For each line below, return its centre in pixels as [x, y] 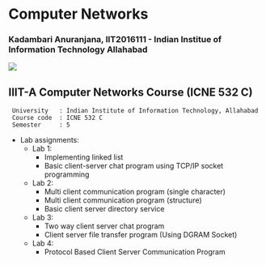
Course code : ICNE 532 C [57, 118]
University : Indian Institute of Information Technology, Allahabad [135, 111]
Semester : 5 [41, 125]
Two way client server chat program [104, 226]
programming [67, 174]
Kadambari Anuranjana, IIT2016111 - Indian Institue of [115, 40]
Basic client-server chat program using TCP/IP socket [134, 166]
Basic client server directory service [104, 209]
